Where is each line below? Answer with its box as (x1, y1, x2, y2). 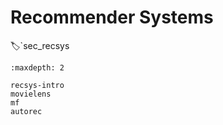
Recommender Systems (10, 6, 214, 29)
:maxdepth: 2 (10, 62, 65, 73)
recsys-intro (10, 80, 65, 90)
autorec (10, 106, 43, 116)
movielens (10, 89, 52, 99)
